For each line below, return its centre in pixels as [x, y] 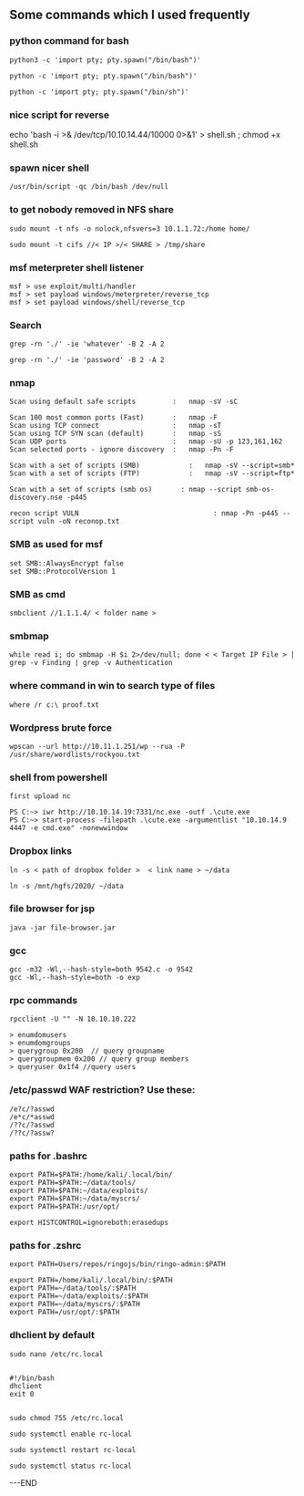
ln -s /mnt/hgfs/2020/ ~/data [67, 886]
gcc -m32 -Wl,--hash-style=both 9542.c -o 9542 [101, 970]
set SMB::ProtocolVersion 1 [63, 571]
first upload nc [40, 796]
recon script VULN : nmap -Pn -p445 [144, 514]
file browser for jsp [52, 909]
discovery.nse [36, 498]
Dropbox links [41, 851]
